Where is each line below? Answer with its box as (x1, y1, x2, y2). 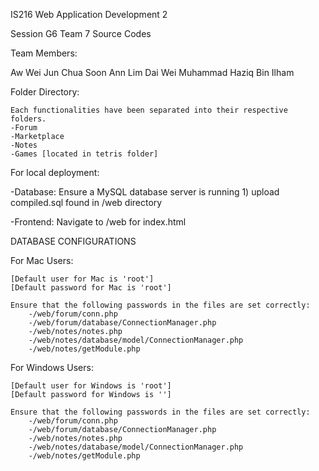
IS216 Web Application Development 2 (10, 9, 168, 20)
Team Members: (10, 47, 78, 59)
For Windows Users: (10, 362, 94, 373)
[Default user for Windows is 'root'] (10, 381, 172, 391)
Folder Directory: (10, 86, 80, 98)
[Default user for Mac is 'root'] (10, 274, 155, 284)
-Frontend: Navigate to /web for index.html (10, 216, 187, 228)
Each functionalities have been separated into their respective (10, 105, 288, 115)
